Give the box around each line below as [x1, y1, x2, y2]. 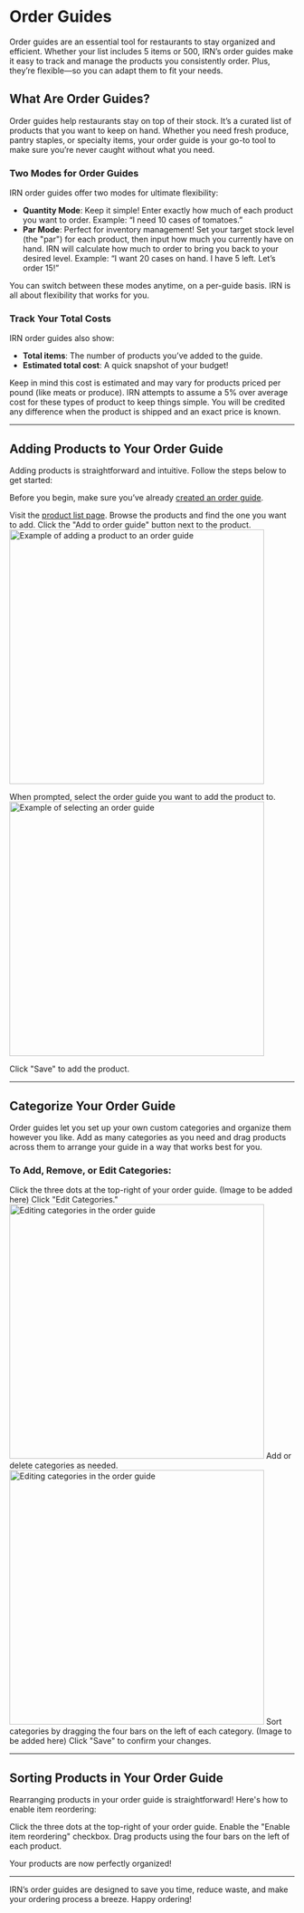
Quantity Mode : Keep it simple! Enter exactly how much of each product [22, 205, 294, 216]
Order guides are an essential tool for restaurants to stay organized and [9, 36, 276, 47]
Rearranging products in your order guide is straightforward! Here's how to [9, 1794, 289, 1805]
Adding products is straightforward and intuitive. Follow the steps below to [9, 465, 287, 476]
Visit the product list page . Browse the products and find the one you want [9, 509, 287, 521]
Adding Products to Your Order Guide [9, 441, 223, 456]
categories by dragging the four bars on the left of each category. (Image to [9, 1726, 292, 1737]
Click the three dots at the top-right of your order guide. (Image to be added [9, 1185, 293, 1195]
